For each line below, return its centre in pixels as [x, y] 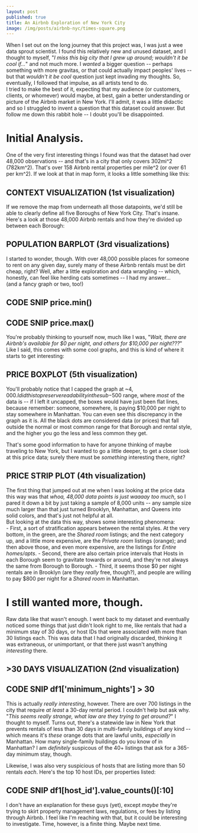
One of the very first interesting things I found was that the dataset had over [98, 155]
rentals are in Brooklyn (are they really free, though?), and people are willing [99, 572]
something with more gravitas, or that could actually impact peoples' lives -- [99, 70]
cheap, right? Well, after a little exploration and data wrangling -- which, [94, 271]
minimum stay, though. [44, 754]
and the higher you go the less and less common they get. [77, 433]
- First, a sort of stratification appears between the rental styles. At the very [98, 528]
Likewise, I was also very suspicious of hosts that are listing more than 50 [96, 765]
